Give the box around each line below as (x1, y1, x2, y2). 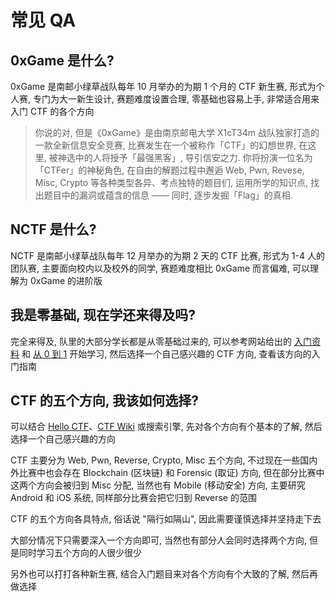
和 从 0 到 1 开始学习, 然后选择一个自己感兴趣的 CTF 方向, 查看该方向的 (21, 347, 312, 360)
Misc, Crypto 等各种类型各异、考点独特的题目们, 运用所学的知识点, (34, 177, 309, 188)
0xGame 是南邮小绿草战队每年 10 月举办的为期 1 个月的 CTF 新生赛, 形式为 (10, 81, 317, 92)
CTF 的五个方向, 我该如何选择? (10, 392, 199, 410)
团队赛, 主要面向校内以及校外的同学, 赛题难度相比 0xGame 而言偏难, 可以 (10, 262, 310, 274)
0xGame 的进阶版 (29, 274, 103, 286)
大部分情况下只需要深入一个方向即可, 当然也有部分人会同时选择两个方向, (10, 534, 308, 546)
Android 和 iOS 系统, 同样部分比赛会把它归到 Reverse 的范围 (10, 492, 257, 504)
